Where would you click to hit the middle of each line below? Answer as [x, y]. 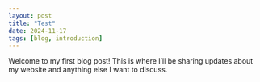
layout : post [30, 16]
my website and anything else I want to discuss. [88, 70]
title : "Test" [32, 23]
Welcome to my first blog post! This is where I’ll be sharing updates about [131, 61]
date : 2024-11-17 [38, 31]
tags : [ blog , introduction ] [56, 38]
